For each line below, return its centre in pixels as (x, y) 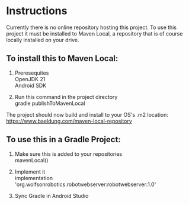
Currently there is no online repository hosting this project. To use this (91, 27)
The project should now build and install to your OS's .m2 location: (87, 114)
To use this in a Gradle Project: (64, 140)
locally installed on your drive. (43, 40)
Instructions (37, 11)
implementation (34, 178)
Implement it (30, 172)
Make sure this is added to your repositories (68, 154)
